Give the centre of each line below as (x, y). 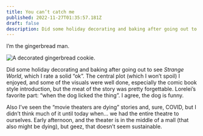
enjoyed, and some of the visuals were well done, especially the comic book (102, 83)
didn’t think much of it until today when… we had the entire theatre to (93, 114)
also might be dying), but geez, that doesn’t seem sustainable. (84, 127)
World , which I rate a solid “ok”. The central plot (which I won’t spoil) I (93, 76)
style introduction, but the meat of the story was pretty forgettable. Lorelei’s (101, 89)
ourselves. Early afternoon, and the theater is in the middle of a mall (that (98, 120)
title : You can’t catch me (40, 12)
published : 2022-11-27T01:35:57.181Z (54, 18)
